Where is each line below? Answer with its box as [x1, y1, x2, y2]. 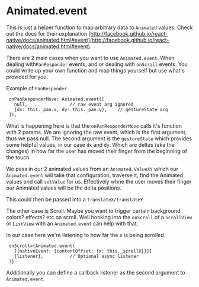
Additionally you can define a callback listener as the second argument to [6, 269, 185, 276]
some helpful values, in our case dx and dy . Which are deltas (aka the [6, 141, 175, 148]
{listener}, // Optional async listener [14, 253, 139, 259]
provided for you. [6, 73, 49, 80]
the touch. [6, 153, 31, 161]
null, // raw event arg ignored [14, 101, 134, 108]
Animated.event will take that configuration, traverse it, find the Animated [6, 171, 184, 179]
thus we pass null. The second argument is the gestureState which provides [6, 135, 192, 142]
